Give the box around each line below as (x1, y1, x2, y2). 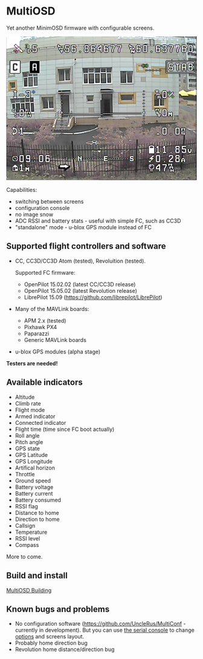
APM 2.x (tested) (24, 316, 66, 324)
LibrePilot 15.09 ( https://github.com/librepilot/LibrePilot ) (24, 293, 163, 301)
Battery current (14, 490, 53, 497)
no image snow (14, 211, 53, 218)
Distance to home (14, 509, 59, 516)
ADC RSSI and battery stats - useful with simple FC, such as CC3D (14, 217, 181, 225)
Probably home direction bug (14, 640, 88, 647)
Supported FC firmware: (14, 269, 76, 276)
